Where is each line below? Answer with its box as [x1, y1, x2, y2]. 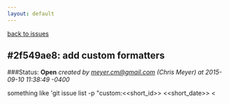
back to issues [7, 29, 49, 38]
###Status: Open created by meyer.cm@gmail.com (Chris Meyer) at [7, 68, 204, 77]
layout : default [7, 10, 54, 17]
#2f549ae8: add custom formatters [7, 50, 165, 61]
